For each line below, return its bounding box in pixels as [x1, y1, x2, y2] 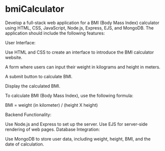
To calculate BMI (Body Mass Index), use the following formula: [5, 92, 133, 98]
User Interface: [5, 39, 36, 45]
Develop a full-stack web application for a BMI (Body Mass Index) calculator [5, 20, 160, 26]
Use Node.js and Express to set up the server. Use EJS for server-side [5, 121, 148, 127]
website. [5, 54, 23, 60]
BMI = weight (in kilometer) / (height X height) [5, 102, 98, 108]
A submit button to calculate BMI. [5, 73, 73, 79]
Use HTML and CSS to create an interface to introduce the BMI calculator [5, 49, 154, 55]
